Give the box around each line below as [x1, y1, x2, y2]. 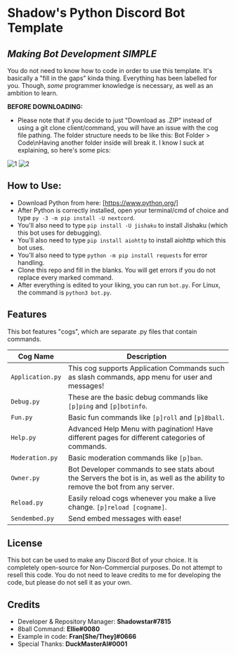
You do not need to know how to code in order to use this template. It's [7, 67, 213, 74]
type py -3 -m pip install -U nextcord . [17, 213, 136, 222]
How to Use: [7, 180, 62, 192]
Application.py [11, 372, 62, 381]
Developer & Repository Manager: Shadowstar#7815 [17, 617, 171, 626]
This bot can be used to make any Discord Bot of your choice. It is [7, 556, 199, 564]
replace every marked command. [17, 273, 114, 282]
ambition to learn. [7, 89, 58, 97]
